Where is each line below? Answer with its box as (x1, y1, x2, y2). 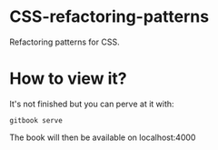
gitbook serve (9, 115, 64, 125)
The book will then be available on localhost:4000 (9, 132, 196, 143)
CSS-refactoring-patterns (9, 6, 210, 27)
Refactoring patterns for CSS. (9, 36, 120, 47)
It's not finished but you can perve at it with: (9, 98, 174, 109)
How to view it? (9, 68, 127, 89)
